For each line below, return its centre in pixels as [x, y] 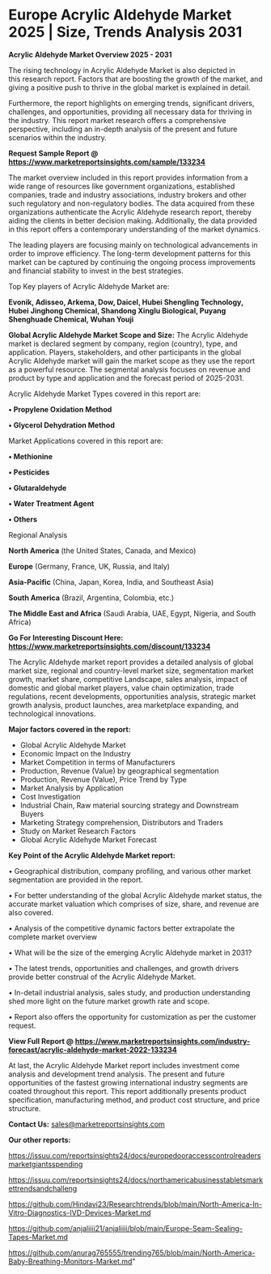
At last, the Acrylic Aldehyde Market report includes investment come [124, 1065]
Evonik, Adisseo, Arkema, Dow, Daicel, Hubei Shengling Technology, [126, 302]
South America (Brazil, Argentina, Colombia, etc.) [91, 598]
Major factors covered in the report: [70, 729]
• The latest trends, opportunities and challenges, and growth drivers [123, 968]
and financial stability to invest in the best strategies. [96, 271]
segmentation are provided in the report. [76, 880]
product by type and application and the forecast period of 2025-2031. [126, 377]
